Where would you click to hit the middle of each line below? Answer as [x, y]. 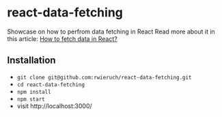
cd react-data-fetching [51, 84]
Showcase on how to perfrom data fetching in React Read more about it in [111, 31]
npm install [34, 92]
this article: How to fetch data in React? [62, 38]
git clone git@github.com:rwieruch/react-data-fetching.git [104, 77]
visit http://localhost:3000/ [54, 106]
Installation [31, 61]
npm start [31, 99]
